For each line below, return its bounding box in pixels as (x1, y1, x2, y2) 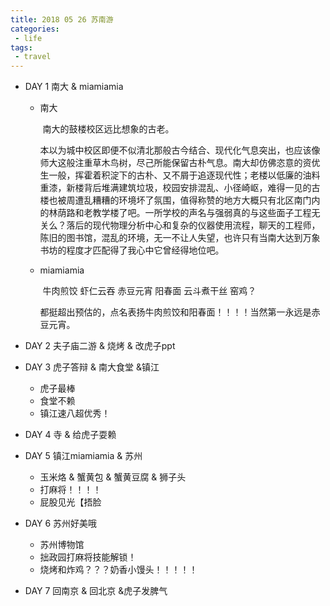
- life (14, 33, 43, 43)
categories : (10, 24, 60, 34)
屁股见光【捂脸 (39, 496, 102, 508)
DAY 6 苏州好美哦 (24, 517, 98, 530)
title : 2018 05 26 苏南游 (10, 14, 114, 25)
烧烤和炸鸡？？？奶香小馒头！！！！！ (39, 564, 198, 576)
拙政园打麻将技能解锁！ (39, 551, 137, 563)
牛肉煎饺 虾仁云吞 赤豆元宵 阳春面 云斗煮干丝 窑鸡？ (42, 285, 257, 297)
